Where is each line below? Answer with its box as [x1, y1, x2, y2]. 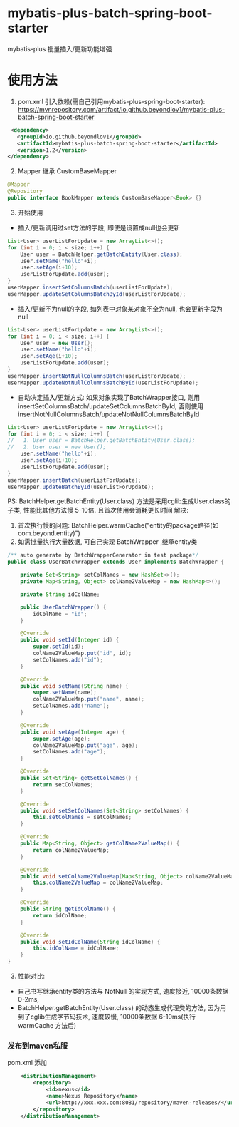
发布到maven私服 [7, 1041, 68, 1051]
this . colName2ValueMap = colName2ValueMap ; [33, 879, 164, 887]
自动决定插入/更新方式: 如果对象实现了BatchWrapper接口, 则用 [17, 393, 201, 401]
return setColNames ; [33, 781, 94, 788]
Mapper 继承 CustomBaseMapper [17, 167, 117, 175]
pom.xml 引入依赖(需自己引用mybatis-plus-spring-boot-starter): [17, 97, 206, 106]
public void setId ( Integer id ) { [20, 637, 119, 644]
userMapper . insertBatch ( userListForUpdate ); [7, 476, 142, 484]
